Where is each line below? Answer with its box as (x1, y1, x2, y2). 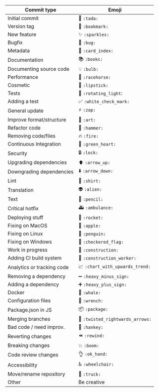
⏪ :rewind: (78, 332, 105, 339)
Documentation (7, 56, 44, 63)
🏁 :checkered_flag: (78, 239, 124, 245)
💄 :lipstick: (78, 82, 109, 89)
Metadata (7, 47, 30, 54)
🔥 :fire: (78, 132, 99, 139)
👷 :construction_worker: (78, 255, 137, 261)
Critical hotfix (7, 205, 39, 212)
